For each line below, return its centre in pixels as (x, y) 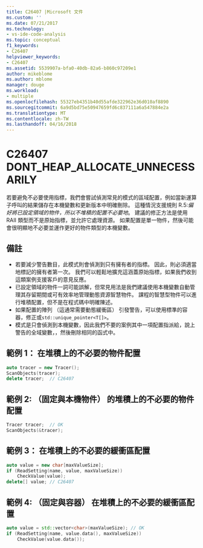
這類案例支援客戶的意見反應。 (52, 279)
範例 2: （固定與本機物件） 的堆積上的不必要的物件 (100, 399)
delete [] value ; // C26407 (40, 482)
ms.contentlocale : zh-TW (37, 119)
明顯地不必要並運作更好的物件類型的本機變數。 (75, 228)
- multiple (20, 96)
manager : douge (25, 85)
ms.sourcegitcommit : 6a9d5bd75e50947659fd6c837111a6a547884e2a (88, 107)
